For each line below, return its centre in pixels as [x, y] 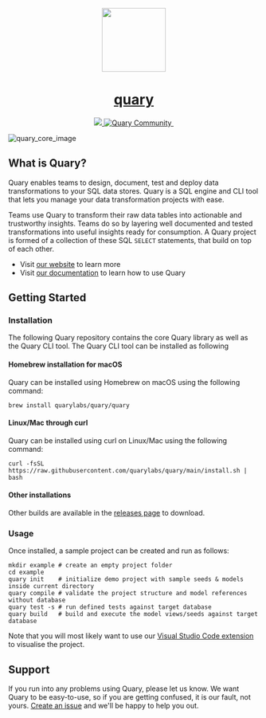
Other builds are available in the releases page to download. [107, 513]
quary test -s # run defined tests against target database [110, 607]
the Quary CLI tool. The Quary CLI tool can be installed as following [119, 346]
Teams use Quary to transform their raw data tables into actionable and [125, 214]
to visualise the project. [47, 645]
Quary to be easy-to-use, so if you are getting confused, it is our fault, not [129, 697]
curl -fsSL [26, 463]
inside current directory [51, 587]
